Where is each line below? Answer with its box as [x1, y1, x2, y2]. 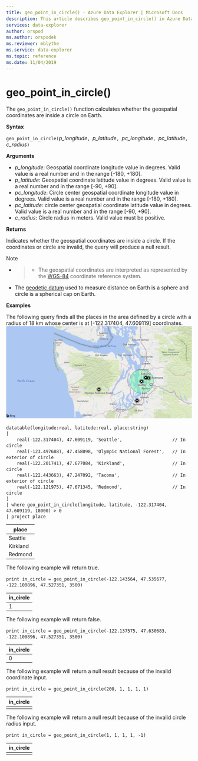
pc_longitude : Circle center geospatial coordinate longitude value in [14, 189, 179, 196]
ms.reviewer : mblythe [6, 41, 60, 47]
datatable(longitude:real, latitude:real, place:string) [6, 425, 149, 431]
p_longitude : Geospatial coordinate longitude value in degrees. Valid [14, 163, 181, 171]
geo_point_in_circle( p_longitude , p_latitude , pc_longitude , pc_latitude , [6, 134, 189, 141]
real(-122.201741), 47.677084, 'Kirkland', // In [16, 460, 186, 467]
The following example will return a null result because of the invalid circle [6, 714, 186, 721]
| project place [6, 514, 46, 520]
